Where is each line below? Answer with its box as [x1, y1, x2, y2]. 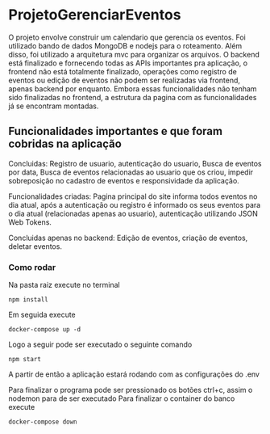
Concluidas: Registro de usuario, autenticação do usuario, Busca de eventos [8, 158, 262, 168]
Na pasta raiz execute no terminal [8, 280, 120, 290]
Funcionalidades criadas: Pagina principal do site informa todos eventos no [8, 192, 258, 201]
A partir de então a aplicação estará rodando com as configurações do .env [8, 369, 260, 379]
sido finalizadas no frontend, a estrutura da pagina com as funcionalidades [8, 92, 257, 102]
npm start [8, 356, 42, 364]
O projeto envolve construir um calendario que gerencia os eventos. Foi [8, 32, 246, 42]
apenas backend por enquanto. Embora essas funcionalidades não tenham [8, 83, 257, 94]
